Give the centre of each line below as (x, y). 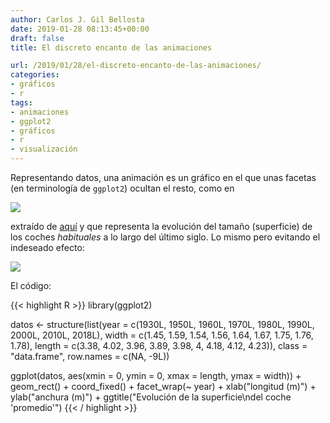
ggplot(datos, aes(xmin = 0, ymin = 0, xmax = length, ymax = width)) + (156, 375)
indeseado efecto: (47, 247)
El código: (31, 285)
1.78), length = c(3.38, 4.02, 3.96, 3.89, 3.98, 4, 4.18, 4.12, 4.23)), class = (159, 345)
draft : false (37, 38)
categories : (35, 75)
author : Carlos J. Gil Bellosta (77, 19)
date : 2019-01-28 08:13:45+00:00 (80, 29)
